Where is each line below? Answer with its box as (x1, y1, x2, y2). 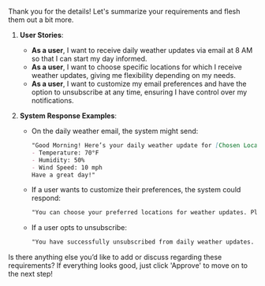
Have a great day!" (31, 171, 96, 179)
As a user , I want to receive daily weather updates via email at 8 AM (31, 46, 253, 54)
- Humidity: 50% (31, 156, 85, 164)
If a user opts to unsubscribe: (31, 223, 128, 232)
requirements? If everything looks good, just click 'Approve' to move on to (8, 261, 248, 270)
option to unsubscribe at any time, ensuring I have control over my (31, 87, 248, 97)
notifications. (31, 96, 74, 105)
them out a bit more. (8, 15, 74, 24)
